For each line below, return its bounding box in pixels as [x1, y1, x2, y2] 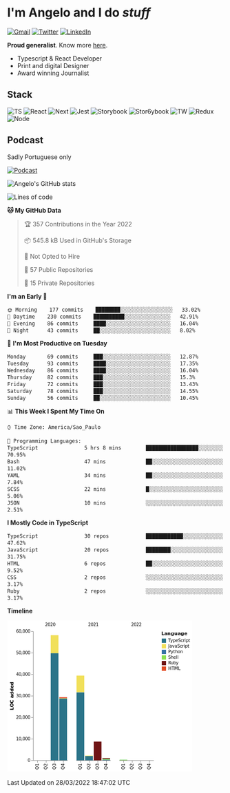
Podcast [7, 134, 43, 146]
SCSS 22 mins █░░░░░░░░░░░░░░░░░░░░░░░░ [7, 485, 224, 493]
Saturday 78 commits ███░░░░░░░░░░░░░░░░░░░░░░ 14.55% [7, 388, 198, 394]
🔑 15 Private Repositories [23, 279, 95, 287]
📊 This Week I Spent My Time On [7, 407, 105, 415]
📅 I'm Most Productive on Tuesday [7, 339, 108, 347]
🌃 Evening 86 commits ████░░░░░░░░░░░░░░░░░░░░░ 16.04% [7, 320, 198, 327]
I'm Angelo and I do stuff [7, 5, 151, 21]
